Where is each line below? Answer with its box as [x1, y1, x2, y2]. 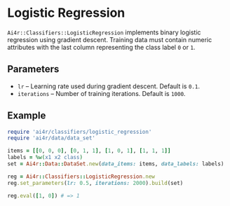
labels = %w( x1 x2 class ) [7, 154, 83, 161]
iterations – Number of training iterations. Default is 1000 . [17, 89, 186, 97]
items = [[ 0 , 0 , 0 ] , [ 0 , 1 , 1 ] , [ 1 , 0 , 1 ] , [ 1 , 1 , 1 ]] [7, 147, 171, 155]
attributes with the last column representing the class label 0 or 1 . [7, 43, 196, 51]
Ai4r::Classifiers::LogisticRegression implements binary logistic [7, 28, 201, 36]
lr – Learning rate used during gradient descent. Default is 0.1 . [17, 82, 200, 90]
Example [7, 110, 46, 122]
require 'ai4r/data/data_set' [7, 135, 96, 142]
